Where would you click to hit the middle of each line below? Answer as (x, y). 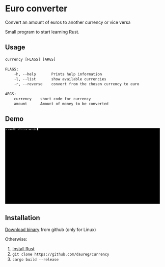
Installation (23, 218)
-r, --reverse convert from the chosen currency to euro (77, 84)
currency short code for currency (53, 99)
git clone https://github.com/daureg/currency (61, 255)
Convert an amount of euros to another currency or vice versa (68, 22)
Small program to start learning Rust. (42, 32)
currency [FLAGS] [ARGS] (30, 59)
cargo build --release (35, 260)
